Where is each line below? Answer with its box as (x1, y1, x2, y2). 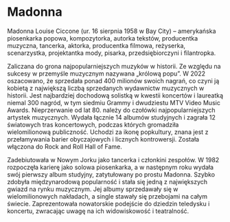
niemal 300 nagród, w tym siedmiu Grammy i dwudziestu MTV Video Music (7, 98, 221, 107)
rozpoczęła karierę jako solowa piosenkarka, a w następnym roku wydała (7, 163, 214, 171)
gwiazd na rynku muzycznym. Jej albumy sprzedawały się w (7, 185, 179, 193)
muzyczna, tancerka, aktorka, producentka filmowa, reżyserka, (7, 41, 186, 49)
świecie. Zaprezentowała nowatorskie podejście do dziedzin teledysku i (7, 199, 210, 208)
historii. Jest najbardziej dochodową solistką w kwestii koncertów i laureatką (7, 91, 224, 100)
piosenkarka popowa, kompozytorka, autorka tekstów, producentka (7, 34, 198, 42)
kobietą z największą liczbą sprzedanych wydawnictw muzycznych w (7, 84, 205, 92)
